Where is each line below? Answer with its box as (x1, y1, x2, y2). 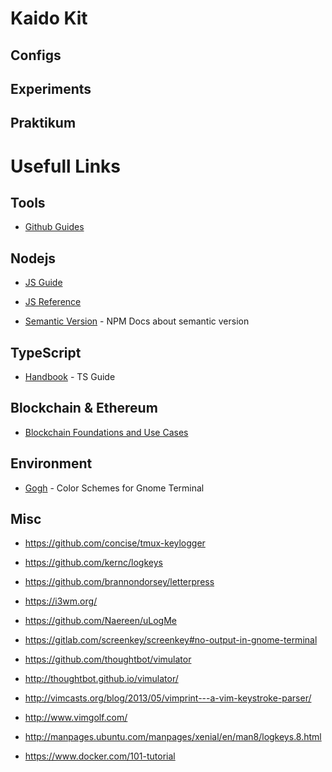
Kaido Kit (10, 7, 88, 30)
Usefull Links (10, 155, 122, 177)
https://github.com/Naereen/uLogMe (24, 615, 177, 627)
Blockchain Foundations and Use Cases (24, 426, 189, 438)
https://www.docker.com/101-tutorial (24, 750, 176, 762)
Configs (10, 47, 62, 64)
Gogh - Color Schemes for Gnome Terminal (24, 482, 205, 494)
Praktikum (10, 115, 77, 132)
